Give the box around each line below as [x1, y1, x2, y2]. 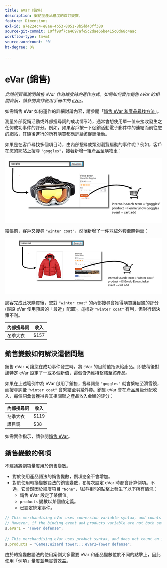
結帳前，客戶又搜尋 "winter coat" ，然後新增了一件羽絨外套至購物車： [5, 228, 149, 234]
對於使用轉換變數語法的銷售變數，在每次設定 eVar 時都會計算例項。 [12, 480, 151, 486]
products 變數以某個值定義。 [19, 498, 79, 505]
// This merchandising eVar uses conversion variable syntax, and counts [5, 515, 162, 520]
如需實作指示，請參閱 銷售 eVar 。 [5, 433, 73, 439]
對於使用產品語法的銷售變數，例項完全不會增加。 [12, 473, 113, 480]
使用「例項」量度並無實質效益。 [5, 558, 71, 564]
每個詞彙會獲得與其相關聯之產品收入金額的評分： [13, 393, 114, 399]
